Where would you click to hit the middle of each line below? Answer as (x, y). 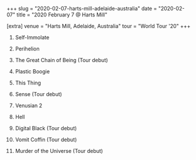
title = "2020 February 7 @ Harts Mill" (62, 15)
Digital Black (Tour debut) (46, 128)
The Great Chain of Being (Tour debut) (61, 60)
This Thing (28, 83)
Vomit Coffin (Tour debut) (46, 139)
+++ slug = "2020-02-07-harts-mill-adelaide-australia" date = (82, 8)
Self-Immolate (32, 37)
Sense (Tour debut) (38, 94)
